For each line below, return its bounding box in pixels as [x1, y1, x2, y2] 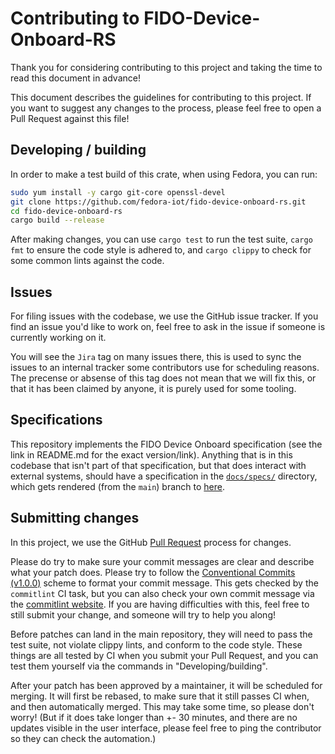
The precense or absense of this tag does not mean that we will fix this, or [10, 372, 317, 384]
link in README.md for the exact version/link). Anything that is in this [10, 448, 293, 461]
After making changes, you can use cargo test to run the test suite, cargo [10, 233, 313, 246]
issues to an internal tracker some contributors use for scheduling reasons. [10, 362, 320, 374]
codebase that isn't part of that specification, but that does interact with [10, 459, 307, 471]
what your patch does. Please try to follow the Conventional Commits [10, 566, 296, 578]
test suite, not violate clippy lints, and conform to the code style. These [10, 638, 303, 651]
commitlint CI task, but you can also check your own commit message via [10, 587, 315, 599]
